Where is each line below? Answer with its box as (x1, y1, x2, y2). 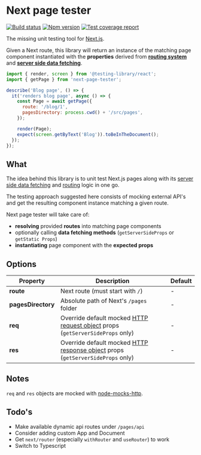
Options (6, 259, 37, 269)
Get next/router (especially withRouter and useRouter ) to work (14, 435, 169, 443)
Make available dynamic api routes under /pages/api (14, 423, 145, 430)
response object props (60, 346, 124, 354)
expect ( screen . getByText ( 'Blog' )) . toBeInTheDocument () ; (17, 131, 160, 138)
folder (60, 304, 78, 313)
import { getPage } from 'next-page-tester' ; (6, 76, 121, 83)
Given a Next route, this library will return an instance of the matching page (6, 46, 191, 54)
